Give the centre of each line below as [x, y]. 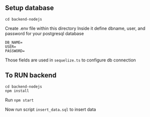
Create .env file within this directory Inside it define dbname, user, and [75, 28]
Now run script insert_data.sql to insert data [50, 109]
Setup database [30, 8]
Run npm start [19, 100]
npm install [17, 91]
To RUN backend [31, 75]
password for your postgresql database [44, 33]
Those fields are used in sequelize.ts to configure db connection [70, 60]
